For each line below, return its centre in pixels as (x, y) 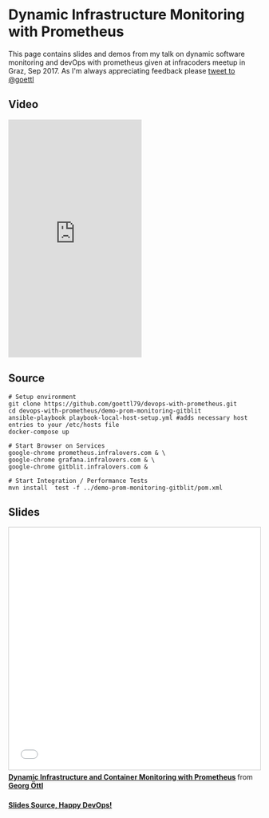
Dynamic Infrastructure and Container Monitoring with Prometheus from (131, 777)
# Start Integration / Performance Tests (78, 481)
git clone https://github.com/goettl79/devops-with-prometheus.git (123, 404)
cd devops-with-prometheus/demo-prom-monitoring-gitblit (105, 411)
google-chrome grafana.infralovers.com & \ (82, 460)
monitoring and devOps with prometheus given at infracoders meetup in (127, 62)
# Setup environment (43, 397)
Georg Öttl (26, 786)
